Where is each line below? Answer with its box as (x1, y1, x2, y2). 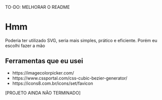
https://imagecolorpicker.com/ (12, 70, 74, 75)
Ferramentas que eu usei (5, 57, 83, 65)
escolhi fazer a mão (5, 43, 45, 49)
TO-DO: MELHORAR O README (5, 4, 70, 10)
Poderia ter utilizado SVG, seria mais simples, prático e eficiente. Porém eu (5, 37, 158, 43)
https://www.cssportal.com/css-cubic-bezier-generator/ (12, 75, 127, 81)
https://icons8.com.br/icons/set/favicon (12, 80, 93, 86)
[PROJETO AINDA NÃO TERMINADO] (5, 90, 81, 96)
